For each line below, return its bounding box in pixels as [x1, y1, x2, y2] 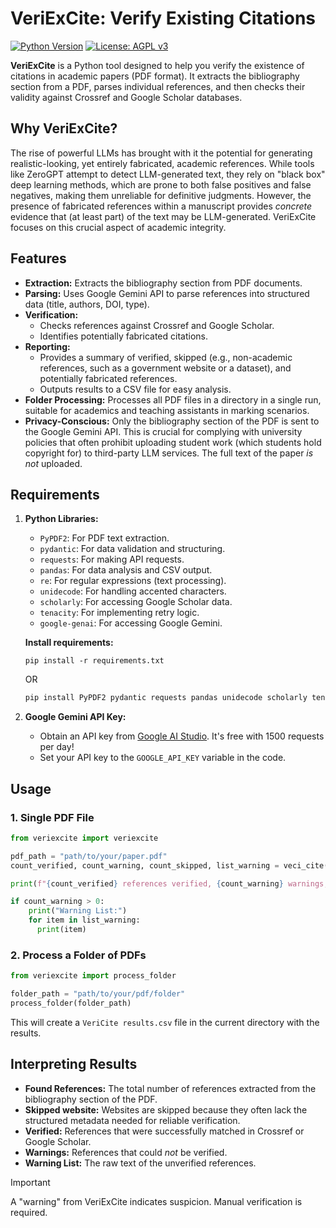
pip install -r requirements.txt [24, 656, 165, 666]
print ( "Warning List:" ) [28, 906, 128, 916]
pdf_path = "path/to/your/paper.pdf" [10, 851, 168, 861]
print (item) [36, 925, 87, 935]
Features [10, 250, 67, 267]
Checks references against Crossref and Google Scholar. [39, 319, 275, 331]
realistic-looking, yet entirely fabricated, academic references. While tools [10, 157, 315, 169]
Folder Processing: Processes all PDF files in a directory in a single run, [24, 393, 322, 406]
